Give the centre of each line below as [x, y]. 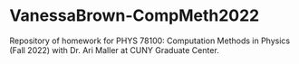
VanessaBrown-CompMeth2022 [135, 16]
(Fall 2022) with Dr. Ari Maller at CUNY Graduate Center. [114, 50]
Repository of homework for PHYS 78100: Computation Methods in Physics [150, 41]
